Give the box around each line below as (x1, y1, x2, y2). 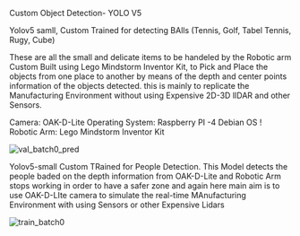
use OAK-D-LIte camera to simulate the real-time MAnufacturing (9, 190, 246, 200)
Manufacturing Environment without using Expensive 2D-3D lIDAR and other (9, 90, 291, 101)
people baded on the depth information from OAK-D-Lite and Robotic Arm (9, 170, 282, 181)
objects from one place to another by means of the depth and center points (9, 71, 287, 82)
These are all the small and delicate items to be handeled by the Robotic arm (9, 52, 292, 62)
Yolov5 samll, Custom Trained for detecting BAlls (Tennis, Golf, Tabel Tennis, (9, 25, 292, 35)
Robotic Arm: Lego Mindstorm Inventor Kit (9, 127, 165, 137)
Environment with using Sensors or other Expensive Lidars (9, 199, 226, 210)
